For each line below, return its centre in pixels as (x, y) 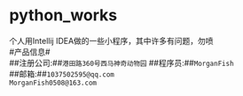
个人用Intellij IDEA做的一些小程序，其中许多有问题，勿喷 (112, 41)
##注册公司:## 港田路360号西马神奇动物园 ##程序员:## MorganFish (121, 63)
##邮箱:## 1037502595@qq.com (62, 74)
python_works (63, 15)
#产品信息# (30, 52)
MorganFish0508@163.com (53, 83)
